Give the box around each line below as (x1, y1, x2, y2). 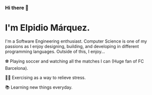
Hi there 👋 (5, 4, 29, 11)
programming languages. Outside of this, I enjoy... (5, 48, 105, 54)
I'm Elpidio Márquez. (5, 22, 90, 33)
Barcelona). (5, 65, 28, 71)
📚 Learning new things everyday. (5, 84, 73, 90)
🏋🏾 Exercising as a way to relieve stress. (5, 75, 86, 80)
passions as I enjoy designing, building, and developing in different (5, 43, 139, 49)
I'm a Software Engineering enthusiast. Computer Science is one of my (5, 38, 147, 44)
